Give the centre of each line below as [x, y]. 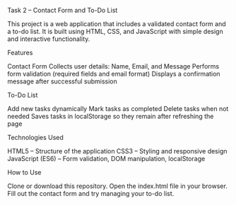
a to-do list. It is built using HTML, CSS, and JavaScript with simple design [116, 31]
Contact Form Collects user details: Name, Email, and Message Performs [113, 66]
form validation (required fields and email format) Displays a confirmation [114, 74]
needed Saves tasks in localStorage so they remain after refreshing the [111, 116]
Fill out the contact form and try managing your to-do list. [91, 193]
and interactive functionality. [49, 39]
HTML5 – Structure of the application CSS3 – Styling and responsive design [117, 151]
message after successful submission [63, 81]
